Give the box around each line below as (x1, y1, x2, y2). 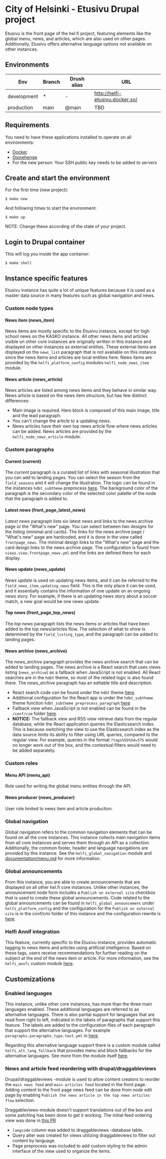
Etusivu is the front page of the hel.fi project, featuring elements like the (5, 30, 152, 36)
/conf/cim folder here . (12, 711, 58, 717)
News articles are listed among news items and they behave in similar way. (5, 387, 158, 393)
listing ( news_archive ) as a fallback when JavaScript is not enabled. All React (5, 669, 161, 675)
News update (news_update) (5, 566, 66, 572)
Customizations (5, 975, 55, 983)
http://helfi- (94, 90, 122, 97)
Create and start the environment (5, 173, 110, 182)
